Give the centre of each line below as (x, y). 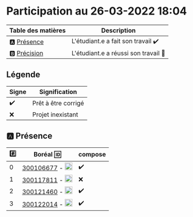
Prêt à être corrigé (58, 103)
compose (92, 155)
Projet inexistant (56, 115)
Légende (23, 75)
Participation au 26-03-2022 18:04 (96, 11)
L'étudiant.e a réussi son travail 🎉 (119, 53)
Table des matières (38, 30)
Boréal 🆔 (47, 155)
